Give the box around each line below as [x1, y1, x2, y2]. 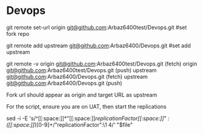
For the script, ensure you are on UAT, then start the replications [6, 102, 167, 110]
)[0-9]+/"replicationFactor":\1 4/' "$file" [34, 121, 133, 128]
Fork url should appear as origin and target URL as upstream [6, 91, 158, 98]
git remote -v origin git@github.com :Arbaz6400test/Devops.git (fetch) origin [6, 60, 198, 67]
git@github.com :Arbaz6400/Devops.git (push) [6, 79, 122, 87]
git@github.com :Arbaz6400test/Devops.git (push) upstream [6, 66, 157, 73]
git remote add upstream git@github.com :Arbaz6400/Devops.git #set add [6, 42, 191, 49]
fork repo [6, 30, 30, 37]
